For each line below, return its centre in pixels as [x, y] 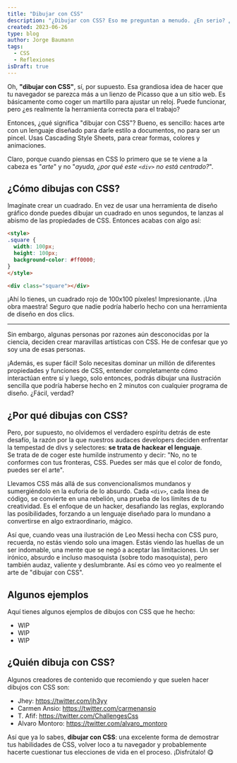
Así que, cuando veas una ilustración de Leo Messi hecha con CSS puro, [113, 535]
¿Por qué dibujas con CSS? [68, 415]
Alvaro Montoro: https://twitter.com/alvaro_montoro [92, 723]
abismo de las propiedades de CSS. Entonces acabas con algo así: [104, 220]
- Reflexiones [34, 60]
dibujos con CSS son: [38, 687]
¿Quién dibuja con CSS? [61, 662]
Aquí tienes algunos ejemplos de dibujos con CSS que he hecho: [101, 612]
